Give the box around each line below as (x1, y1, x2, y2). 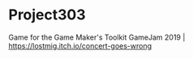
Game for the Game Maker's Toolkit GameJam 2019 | (8, 32, 186, 42)
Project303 (8, 6, 87, 24)
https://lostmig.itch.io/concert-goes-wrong (8, 40, 152, 50)
